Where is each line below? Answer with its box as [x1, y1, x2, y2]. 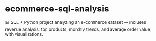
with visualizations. [5, 31, 43, 37]
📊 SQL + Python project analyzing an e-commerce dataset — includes [5, 19, 146, 25]
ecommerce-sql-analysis [5, 3, 109, 14]
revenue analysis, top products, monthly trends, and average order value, [5, 26, 152, 32]
